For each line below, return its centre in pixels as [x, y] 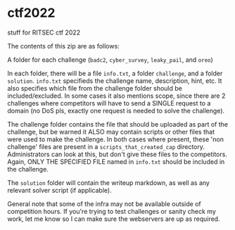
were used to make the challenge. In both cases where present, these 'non [115, 139]
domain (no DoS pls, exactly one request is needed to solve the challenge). [116, 110]
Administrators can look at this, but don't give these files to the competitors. [117, 154]
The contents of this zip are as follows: [63, 46]
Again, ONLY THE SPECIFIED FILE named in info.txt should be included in [116, 161]
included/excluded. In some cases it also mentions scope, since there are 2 [116, 96]
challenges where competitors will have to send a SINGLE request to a [109, 103]
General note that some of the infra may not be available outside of [104, 204]
